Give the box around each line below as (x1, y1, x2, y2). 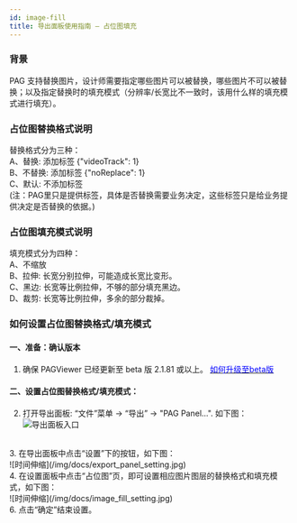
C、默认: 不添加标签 (9, 179, 84, 189)
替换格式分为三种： (9, 145, 81, 156)
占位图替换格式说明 (9, 123, 93, 135)
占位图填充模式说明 (9, 226, 93, 239)
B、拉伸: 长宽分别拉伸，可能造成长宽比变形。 (9, 271, 177, 281)
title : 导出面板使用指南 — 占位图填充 (9, 22, 138, 31)
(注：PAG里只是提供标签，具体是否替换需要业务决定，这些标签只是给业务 (9, 190, 281, 201)
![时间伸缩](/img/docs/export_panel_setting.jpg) (9, 459, 186, 470)
